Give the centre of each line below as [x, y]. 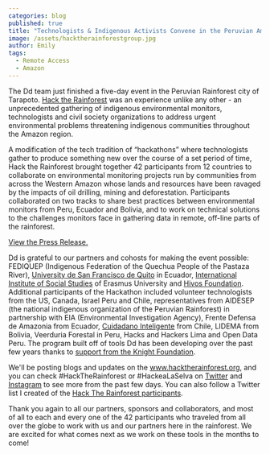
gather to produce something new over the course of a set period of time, [130, 158]
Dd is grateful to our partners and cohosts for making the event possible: [129, 258]
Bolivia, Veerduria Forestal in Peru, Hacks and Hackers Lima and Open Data [133, 334]
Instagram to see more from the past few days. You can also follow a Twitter [134, 384]
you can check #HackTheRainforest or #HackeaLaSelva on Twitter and [125, 376]
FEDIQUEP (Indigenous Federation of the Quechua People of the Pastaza [129, 266]
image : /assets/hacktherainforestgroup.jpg [82, 38]
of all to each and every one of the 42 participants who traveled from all [127, 417]
